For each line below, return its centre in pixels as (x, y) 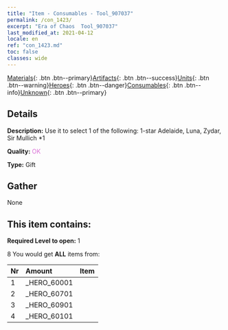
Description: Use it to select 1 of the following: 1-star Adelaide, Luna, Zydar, (114, 131)
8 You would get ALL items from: (54, 254)
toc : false (23, 52)
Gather (22, 186)
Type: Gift (21, 164)
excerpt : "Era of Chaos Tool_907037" (62, 26)
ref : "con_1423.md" (35, 45)
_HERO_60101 (49, 316)
